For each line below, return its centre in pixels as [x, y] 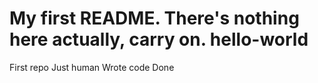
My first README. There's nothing [154, 18]
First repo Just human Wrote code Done [92, 67]
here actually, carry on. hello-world [159, 39]
